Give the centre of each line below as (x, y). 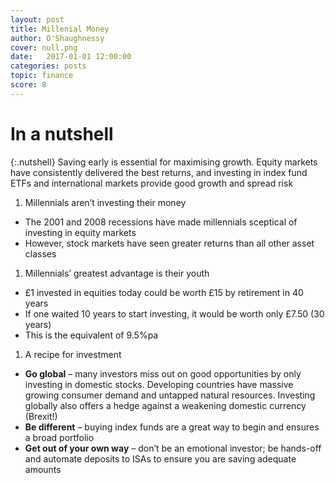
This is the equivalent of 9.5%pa (91, 335)
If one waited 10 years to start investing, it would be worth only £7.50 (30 (174, 313)
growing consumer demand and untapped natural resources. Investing (170, 395)
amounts (43, 469)
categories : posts (48, 66)
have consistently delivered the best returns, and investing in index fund (159, 172)
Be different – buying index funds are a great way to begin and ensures (172, 427)
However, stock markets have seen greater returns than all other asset (169, 243)
